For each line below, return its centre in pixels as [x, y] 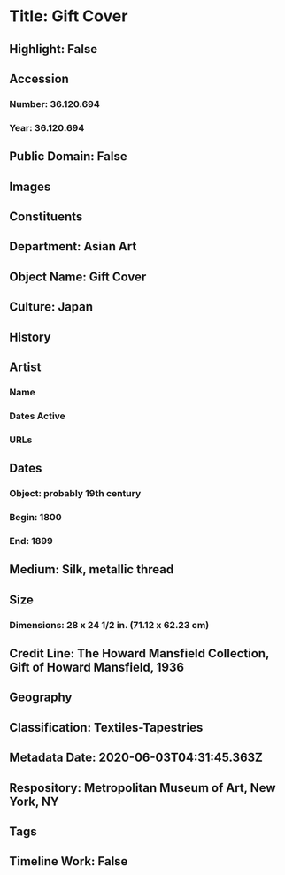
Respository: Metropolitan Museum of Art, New [142, 788]
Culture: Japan [51, 307]
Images [30, 186]
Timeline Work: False [69, 861]
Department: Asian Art [73, 246]
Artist [25, 367]
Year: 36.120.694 [47, 127]
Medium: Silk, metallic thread [92, 569]
